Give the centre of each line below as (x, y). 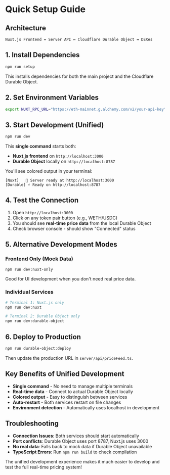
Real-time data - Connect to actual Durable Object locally (73, 391)
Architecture (26, 28)
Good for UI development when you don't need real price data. (71, 279)
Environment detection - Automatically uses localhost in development (86, 407)
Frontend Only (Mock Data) (39, 259)
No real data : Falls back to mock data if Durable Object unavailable (82, 446)
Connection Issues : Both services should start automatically (76, 436)
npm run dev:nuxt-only (29, 269)
